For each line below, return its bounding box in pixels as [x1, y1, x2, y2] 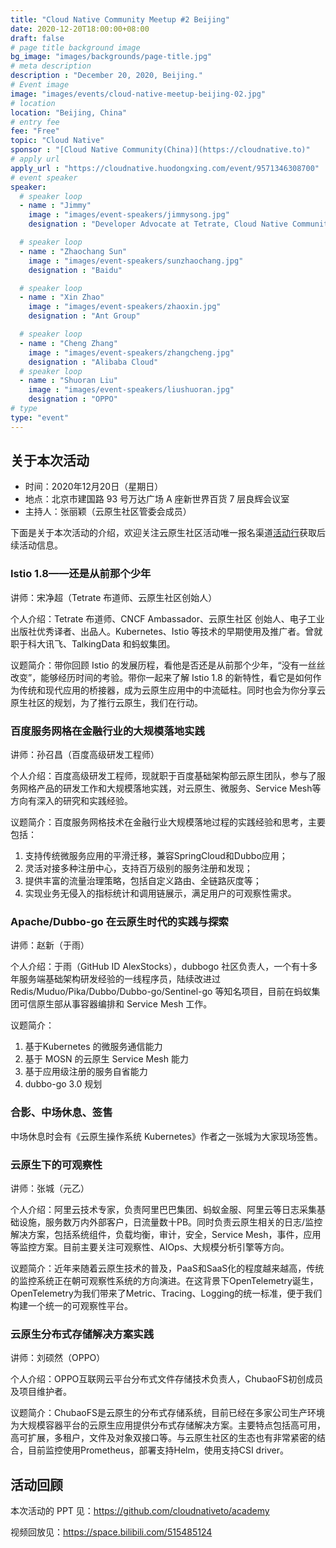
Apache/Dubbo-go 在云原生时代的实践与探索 [10, 914, 229, 928]
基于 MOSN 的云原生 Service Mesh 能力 [24, 1053, 189, 1065]
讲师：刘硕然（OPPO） [10, 1352, 106, 1364]
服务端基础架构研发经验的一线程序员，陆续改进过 [18, 973, 221, 985]
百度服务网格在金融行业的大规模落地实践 [10, 724, 205, 738]
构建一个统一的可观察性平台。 [10, 1299, 133, 1311]
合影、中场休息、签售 [10, 1106, 113, 1120]
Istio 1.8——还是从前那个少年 [10, 567, 152, 581]
